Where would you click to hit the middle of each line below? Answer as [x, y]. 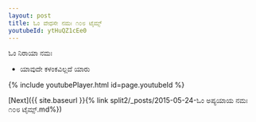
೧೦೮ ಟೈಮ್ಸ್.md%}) [35, 109]
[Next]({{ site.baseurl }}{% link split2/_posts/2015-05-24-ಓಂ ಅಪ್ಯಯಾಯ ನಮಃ [128, 100]
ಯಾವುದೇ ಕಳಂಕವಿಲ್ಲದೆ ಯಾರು [55, 69]
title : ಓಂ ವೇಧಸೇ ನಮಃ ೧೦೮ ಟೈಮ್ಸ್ [55, 23]
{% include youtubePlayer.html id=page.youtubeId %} [97, 85]
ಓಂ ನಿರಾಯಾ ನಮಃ [31, 53]
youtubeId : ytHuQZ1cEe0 [48, 30]
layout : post [30, 16]
